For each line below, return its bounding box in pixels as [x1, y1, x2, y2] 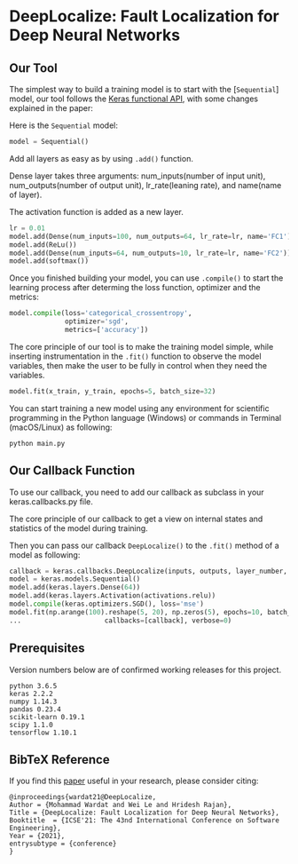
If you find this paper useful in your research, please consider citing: [9, 775, 259, 787]
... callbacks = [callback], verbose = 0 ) [9, 615, 232, 625]
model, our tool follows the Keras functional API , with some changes [9, 93, 259, 104]
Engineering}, [9, 824, 62, 833]
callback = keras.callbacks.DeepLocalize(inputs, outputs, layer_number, [9, 567, 288, 575]
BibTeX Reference [9, 752, 110, 767]
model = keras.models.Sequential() [9, 575, 141, 583]
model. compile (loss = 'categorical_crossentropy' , [9, 309, 192, 318]
